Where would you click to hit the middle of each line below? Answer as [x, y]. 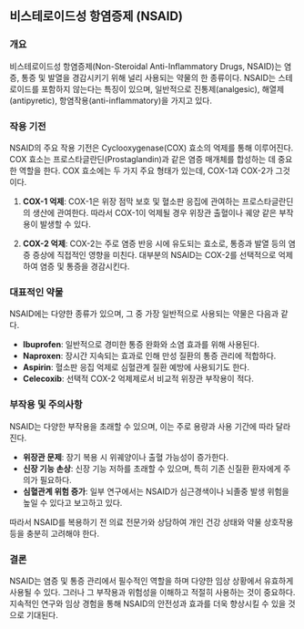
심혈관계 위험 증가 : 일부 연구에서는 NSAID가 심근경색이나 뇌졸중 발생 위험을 [156, 491]
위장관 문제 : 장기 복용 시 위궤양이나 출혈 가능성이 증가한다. [126, 457]
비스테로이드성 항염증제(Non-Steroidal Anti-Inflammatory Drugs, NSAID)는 [146, 66]
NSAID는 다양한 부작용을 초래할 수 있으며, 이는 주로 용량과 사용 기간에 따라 [142, 426]
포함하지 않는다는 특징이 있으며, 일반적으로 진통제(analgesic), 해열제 [162, 88]
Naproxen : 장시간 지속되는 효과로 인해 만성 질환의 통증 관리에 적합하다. [149, 356]
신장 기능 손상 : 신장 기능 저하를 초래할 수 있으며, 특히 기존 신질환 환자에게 [152, 469]
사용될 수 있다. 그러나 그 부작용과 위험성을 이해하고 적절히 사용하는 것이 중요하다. [152, 592]
